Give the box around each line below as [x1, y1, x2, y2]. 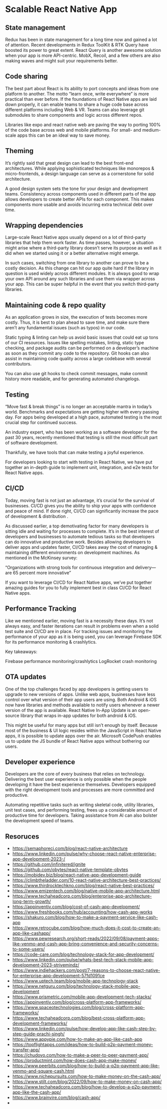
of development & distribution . [5, 513, 69, 519]
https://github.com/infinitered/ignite [12, 862, 86, 868]
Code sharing [5, 72, 48, 81]
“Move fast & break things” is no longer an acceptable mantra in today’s [5, 404, 152, 410]
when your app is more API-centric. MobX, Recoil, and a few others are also [5, 52, 161, 58]
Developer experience [5, 757, 76, 766]
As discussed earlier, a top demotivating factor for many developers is [5, 523, 149, 529]
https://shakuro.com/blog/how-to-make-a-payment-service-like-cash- [12, 914, 158, 920]
